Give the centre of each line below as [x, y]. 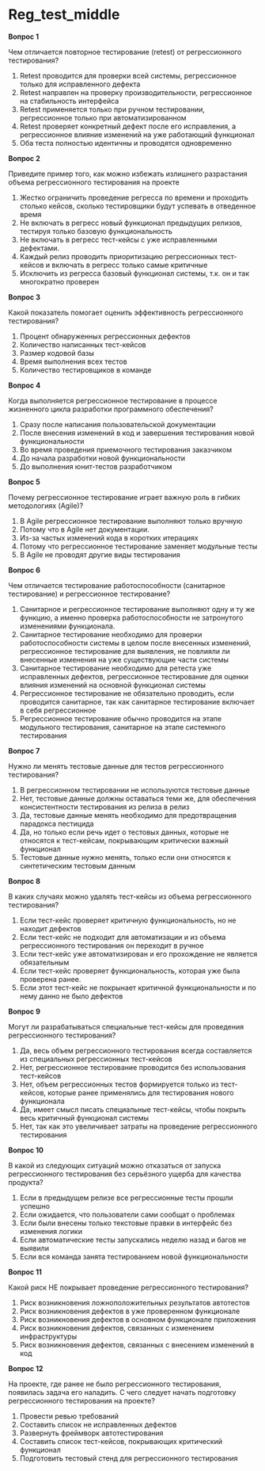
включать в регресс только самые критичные [129, 265]
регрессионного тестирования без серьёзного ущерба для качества [125, 1174]
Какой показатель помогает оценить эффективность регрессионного [126, 312]
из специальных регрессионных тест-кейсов [96, 1059]
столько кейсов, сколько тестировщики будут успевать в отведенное [138, 206]
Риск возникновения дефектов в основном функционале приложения [138, 1319]
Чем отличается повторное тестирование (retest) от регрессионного [125, 52]
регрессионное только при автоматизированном [103, 117]
